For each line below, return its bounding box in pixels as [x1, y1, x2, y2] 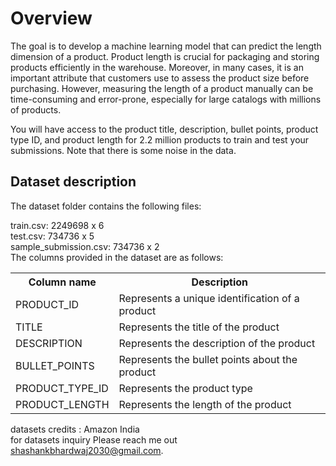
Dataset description [10, 173, 137, 191]
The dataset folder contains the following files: [10, 200, 202, 212]
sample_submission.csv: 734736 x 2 [10, 240, 160, 252]
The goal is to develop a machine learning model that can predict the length [10, 40, 322, 52]
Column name [28, 275, 97, 289]
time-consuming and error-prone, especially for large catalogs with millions [10, 93, 322, 105]
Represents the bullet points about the [118, 352, 298, 366]
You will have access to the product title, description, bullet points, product [10, 123, 319, 135]
